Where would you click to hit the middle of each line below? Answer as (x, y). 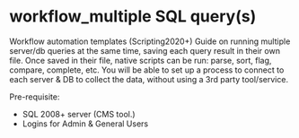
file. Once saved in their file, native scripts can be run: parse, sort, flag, (141, 60)
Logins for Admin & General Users (85, 124)
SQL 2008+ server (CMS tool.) (79, 114)
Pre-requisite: (35, 97)
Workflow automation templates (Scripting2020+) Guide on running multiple (150, 41)
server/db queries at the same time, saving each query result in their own (145, 50)
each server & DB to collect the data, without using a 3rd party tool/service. (149, 79)
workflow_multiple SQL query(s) (133, 17)
